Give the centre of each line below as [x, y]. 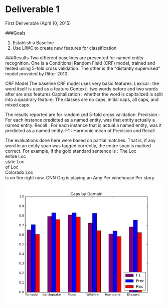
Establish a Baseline [33, 42]
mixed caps [17, 105]
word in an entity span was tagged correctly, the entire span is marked [78, 145]
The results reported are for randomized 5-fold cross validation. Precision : [82, 115]
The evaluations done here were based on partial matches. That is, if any [80, 140]
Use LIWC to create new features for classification [64, 48]
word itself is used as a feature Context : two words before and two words [82, 88]
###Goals [16, 33]
